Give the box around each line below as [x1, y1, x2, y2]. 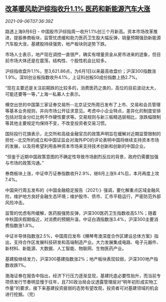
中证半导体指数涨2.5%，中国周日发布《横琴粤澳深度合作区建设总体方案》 [5, 233, 155, 239]
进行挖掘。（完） [5, 291, 38, 297]
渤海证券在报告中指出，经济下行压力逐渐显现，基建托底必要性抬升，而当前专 [5, 272, 161, 279]
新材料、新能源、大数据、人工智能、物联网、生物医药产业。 [5, 245, 126, 251]
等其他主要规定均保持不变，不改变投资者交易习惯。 [5, 120, 109, 126]
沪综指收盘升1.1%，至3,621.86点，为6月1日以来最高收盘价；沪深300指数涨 [5, 68, 157, 74]
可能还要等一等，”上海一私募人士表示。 [5, 91, 83, 97]
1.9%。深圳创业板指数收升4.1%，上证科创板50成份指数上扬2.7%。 [5, 74, 140, 80]
